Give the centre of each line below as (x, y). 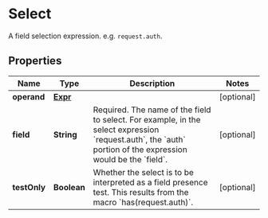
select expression (126, 130)
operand (29, 96)
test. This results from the (141, 192)
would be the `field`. (130, 159)
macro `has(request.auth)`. (143, 202)
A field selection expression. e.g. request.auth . (85, 36)
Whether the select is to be (143, 172)
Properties (35, 61)
